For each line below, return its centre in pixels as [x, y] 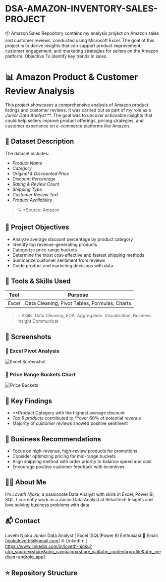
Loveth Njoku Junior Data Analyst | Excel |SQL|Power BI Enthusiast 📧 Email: [82, 535]
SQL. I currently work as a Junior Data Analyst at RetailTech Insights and [79, 499]
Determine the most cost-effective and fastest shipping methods [78, 255]
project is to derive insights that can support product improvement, [74, 46]
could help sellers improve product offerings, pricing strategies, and [74, 120]
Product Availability [32, 200]
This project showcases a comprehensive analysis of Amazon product [77, 105]
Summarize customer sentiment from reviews [59, 260]
